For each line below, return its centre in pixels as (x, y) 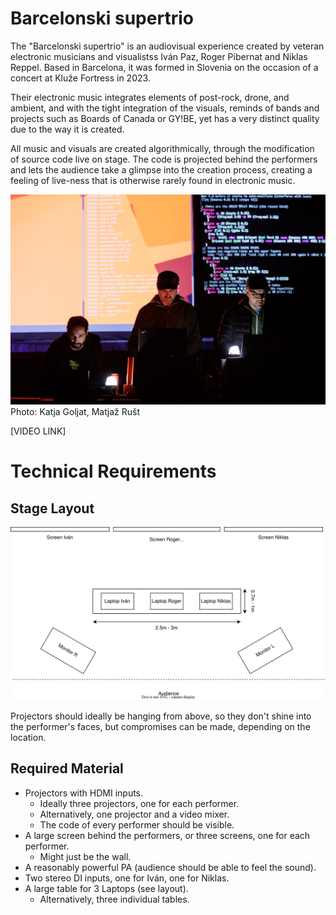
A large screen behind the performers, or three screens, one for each (167, 835)
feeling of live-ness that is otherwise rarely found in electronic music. (153, 180)
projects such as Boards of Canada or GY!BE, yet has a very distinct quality (165, 118)
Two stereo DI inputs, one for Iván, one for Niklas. (127, 878)
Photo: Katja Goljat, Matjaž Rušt (75, 412)
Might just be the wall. (85, 856)
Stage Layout (52, 508)
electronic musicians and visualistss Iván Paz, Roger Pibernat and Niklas (159, 56)
